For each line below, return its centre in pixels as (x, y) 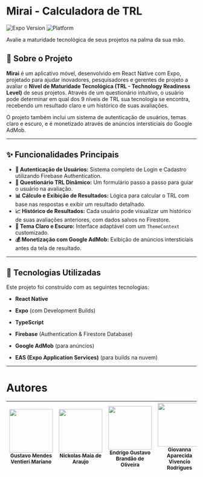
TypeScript (29, 323)
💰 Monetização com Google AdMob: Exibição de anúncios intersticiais (104, 239)
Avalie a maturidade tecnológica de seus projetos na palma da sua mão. (96, 39)
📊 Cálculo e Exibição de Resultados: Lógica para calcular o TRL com (102, 196)
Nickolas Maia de (81, 456)
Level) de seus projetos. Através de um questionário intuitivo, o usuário (95, 93)
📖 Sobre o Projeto (40, 59)
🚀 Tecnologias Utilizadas (53, 273)
